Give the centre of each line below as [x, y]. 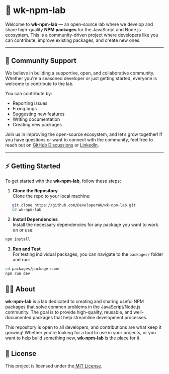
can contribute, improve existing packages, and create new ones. [73, 40]
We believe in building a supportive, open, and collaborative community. [80, 73]
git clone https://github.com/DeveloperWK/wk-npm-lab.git [74, 205]
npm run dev [18, 274]
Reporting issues [30, 103]
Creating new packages [37, 124]
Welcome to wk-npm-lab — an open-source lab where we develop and [79, 24]
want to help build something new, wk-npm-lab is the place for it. [73, 338]
